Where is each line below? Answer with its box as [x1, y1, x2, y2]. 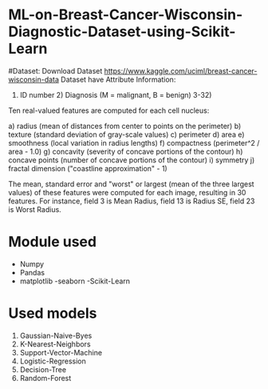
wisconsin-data [8, 74, 60, 84]
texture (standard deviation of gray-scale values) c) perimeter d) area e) [8, 130, 245, 139]
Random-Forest [19, 373, 72, 383]
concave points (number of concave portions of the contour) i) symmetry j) [8, 154, 255, 165]
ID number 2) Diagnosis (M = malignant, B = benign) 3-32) [19, 90, 212, 99]
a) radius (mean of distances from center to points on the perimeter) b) [8, 121, 242, 130]
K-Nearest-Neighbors [19, 339, 91, 349]
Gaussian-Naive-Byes [19, 331, 93, 340]
